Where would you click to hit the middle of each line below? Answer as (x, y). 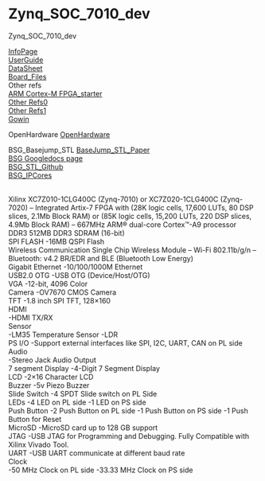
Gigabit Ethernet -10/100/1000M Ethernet (76, 267)
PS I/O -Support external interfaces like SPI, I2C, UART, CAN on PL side (125, 342)
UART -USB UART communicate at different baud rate (97, 453)
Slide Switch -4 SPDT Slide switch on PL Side (83, 393)
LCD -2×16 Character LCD (51, 377)
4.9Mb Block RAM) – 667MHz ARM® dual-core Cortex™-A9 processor (123, 225)
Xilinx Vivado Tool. (39, 444)
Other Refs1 (27, 110)
